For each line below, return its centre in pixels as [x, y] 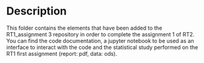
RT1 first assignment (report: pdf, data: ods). [62, 53]
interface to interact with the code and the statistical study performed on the [102, 47]
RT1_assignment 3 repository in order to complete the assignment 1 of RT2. [100, 34]
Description [37, 11]
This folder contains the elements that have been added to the [84, 28]
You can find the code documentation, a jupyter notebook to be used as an [100, 41]
